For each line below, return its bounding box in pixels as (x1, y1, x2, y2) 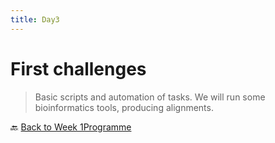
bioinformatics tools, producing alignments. (34, 101, 214, 113)
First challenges (10, 57, 147, 80)
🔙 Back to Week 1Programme (10, 121, 132, 133)
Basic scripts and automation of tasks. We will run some (34, 91, 266, 103)
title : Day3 (10, 14, 60, 25)
